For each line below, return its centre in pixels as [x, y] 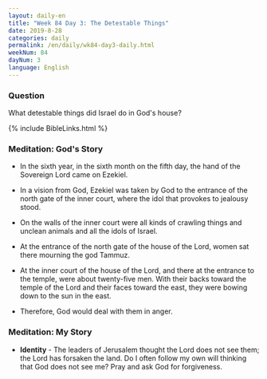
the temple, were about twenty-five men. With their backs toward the [133, 279]
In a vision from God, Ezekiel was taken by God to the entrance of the [134, 190]
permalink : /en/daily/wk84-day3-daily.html [82, 45]
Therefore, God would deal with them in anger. [96, 311]
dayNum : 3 [25, 61]
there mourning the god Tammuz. [75, 255]
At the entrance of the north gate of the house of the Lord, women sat [134, 247]
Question [27, 95]
